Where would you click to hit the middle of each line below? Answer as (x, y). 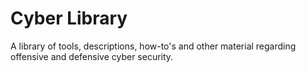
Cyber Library (69, 18)
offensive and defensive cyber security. (92, 56)
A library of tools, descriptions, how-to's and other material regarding (153, 46)
